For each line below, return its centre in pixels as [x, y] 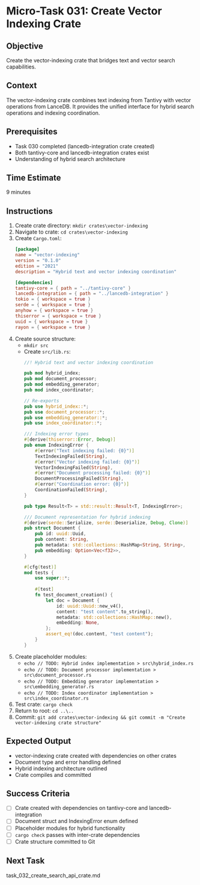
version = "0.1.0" [38, 261]
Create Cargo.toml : [38, 238]
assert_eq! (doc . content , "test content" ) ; [99, 634]
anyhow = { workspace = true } [54, 310]
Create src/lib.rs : [47, 351]
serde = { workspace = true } [53, 305]
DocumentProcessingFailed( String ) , [80, 479]
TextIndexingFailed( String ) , [71, 456]
